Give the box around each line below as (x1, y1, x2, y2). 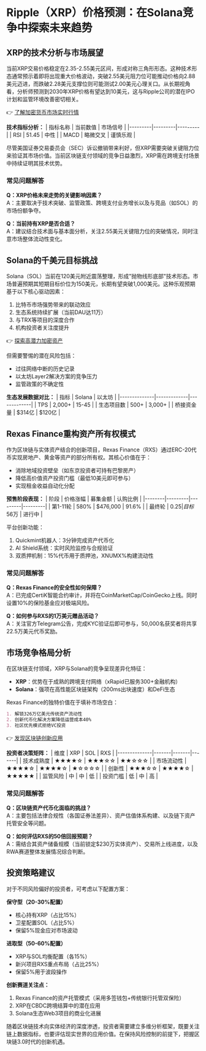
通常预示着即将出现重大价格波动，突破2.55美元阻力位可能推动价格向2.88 (11, 72, 196, 80)
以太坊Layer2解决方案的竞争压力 (15, 373, 97, 380)
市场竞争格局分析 (6, 647, 71, 658)
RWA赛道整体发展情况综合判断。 (6, 848, 89, 855)
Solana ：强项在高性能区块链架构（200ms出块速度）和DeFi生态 (15, 686, 176, 693)
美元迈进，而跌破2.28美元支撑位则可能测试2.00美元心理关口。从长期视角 (6, 80, 191, 87)
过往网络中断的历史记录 (15, 365, 75, 372)
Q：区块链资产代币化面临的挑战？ (6, 804, 91, 811)
